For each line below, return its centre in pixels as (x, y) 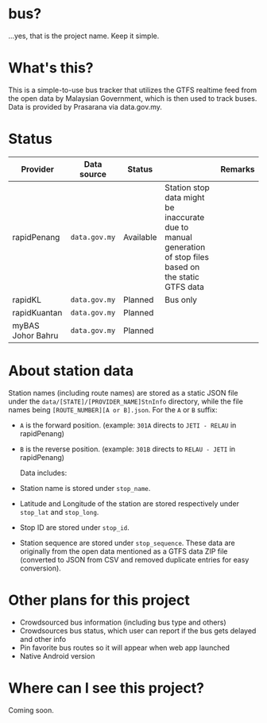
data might (185, 197)
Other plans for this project (99, 600)
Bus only (181, 300)
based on (182, 267)
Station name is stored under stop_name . (85, 488)
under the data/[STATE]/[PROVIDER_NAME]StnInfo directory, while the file (126, 401)
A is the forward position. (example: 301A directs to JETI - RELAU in (128, 425)
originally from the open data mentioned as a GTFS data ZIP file (124, 551)
